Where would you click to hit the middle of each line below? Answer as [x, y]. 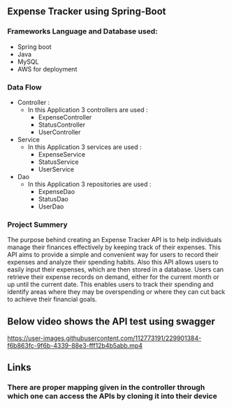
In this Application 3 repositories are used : [89, 184]
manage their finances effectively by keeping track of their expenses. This [114, 247]
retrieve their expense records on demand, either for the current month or [113, 277]
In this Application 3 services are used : [85, 147]
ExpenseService [62, 154]
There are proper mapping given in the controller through [106, 388]
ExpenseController [65, 117]
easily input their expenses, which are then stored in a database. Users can [116, 269]
